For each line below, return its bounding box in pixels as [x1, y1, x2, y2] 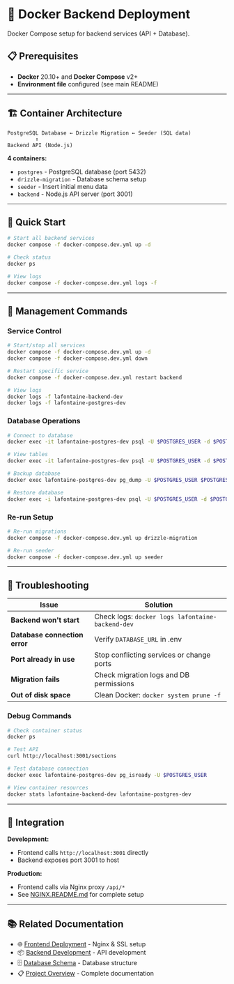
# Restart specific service [7, 368, 89, 374]
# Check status [7, 254, 52, 261]
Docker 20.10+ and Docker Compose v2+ [17, 73, 138, 81]
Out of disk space [10, 690, 71, 700]
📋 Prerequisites [7, 50, 79, 62]
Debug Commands [7, 711, 72, 721]
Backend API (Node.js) [7, 142, 73, 149]
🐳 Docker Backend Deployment [7, 6, 191, 22]
